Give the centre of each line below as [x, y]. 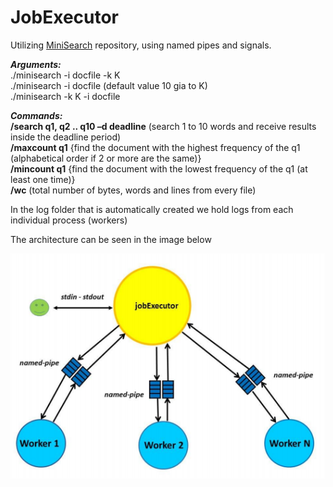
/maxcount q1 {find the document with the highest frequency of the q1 [155, 147]
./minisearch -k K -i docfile [65, 96]
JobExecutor [65, 17]
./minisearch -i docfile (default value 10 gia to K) [109, 85]
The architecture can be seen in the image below [111, 239]
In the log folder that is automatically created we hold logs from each [152, 209]
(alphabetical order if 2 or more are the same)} [106, 158]
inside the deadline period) [66, 137]
